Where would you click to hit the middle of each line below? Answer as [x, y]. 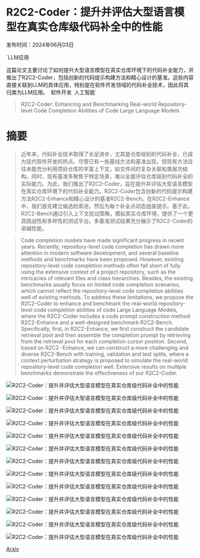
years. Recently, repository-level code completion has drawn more [102, 246]
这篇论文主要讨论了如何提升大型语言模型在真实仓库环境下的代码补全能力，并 [100, 70]
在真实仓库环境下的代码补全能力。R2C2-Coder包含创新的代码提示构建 [107, 191]
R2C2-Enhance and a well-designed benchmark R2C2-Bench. [97, 322]
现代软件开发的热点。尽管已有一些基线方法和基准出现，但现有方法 [107, 161]
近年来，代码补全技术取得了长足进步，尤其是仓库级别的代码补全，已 [104, 154]
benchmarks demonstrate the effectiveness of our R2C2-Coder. [99, 373]
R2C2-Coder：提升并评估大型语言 [90, 12]
